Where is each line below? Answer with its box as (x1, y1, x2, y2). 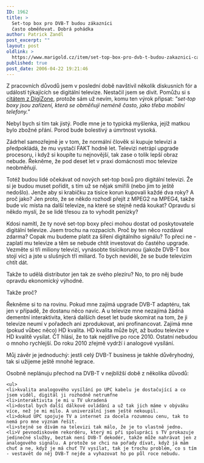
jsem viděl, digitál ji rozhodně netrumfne (6, 392, 118, 398)
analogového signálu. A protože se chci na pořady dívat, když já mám (6, 440, 189, 447)
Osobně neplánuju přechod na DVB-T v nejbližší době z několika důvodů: (6, 370, 189, 377)
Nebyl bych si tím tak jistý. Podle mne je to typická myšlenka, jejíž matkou (6, 120, 190, 127)
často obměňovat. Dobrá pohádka (12, 26, 94, 32)
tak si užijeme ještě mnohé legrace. (6, 358, 95, 366)
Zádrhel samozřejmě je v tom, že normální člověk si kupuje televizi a (6, 138, 177, 146)
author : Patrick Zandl (6, 32, 64, 38)
